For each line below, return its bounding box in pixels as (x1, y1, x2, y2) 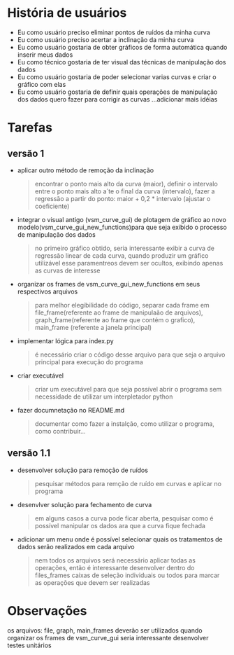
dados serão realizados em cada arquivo (17, 542, 135, 551)
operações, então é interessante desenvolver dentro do (34, 563, 195, 572)
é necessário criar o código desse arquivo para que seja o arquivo (34, 350, 226, 359)
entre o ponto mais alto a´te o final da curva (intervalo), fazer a (34, 187, 215, 195)
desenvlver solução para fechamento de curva (17, 500, 152, 509)
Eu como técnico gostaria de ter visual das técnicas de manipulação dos (17, 57, 226, 66)
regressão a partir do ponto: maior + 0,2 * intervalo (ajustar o (34, 194, 211, 202)
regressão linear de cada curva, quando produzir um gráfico (34, 251, 209, 260)
